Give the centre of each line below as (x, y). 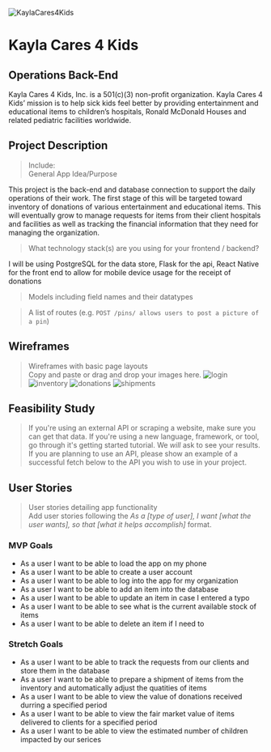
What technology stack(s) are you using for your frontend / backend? (144, 248)
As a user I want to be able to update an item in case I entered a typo (135, 597)
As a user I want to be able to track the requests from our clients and (134, 662)
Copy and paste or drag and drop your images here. (115, 374)
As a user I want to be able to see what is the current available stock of (138, 606)
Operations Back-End (64, 75)
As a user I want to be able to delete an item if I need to (112, 623)
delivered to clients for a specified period (89, 722)
